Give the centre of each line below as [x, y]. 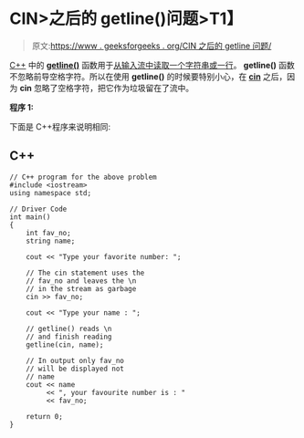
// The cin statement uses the [85, 273]
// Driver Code [38, 209]
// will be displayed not [75, 369]
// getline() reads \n [69, 328]
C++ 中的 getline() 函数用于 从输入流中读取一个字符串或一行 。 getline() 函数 [152, 65]
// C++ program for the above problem [83, 177]
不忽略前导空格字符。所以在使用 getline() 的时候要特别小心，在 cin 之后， [148, 76]
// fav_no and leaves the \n [81, 281]
